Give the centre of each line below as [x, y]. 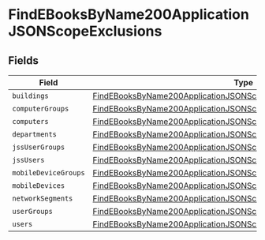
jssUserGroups [39, 147]
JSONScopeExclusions [85, 31]
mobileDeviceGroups [49, 172]
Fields [24, 60]
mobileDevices [39, 186]
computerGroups [41, 109]
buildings [30, 96]
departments [35, 135]
